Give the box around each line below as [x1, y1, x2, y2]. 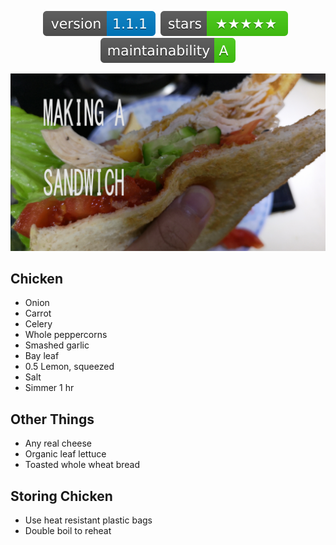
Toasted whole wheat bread [24, 459, 141, 471]
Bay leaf [24, 350, 60, 362]
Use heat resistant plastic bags [24, 514, 153, 526]
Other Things [10, 411, 95, 428]
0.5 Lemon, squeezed [24, 361, 115, 373]
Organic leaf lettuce [24, 448, 107, 460]
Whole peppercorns [24, 329, 108, 341]
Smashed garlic [24, 339, 90, 351]
